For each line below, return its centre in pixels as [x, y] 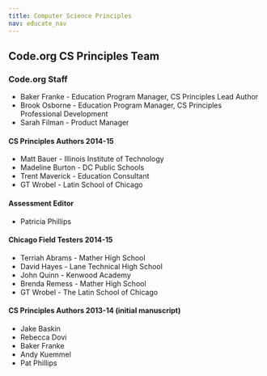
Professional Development [64, 114]
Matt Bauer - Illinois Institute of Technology [92, 159]
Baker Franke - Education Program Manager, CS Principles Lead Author [139, 97]
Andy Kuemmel [45, 354]
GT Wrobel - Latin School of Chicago [81, 185]
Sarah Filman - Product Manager [74, 123]
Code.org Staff [38, 79]
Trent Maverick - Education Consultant [85, 176]
